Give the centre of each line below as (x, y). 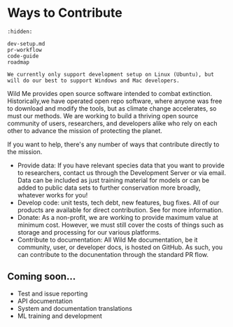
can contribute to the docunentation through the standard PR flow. (113, 254)
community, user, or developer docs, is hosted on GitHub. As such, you (120, 247)
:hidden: (20, 32)
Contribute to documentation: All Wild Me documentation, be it (107, 239)
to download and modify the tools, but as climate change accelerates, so (112, 108)
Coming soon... (42, 277)
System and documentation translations (75, 308)
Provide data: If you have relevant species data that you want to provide (121, 165)
